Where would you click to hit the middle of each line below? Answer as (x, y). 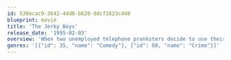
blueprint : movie (32, 20)
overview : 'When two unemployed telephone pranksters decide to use (107, 39)
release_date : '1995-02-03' (47, 33)
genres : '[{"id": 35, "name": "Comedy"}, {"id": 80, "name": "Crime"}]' (113, 46)
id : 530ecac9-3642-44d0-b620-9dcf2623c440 (69, 13)
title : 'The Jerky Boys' (43, 26)
